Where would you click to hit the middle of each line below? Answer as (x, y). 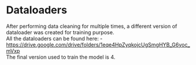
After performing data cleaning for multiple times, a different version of (92, 26)
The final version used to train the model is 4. (61, 57)
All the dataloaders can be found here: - (54, 38)
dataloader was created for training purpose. (60, 32)
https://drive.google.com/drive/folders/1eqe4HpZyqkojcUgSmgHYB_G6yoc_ (98, 45)
